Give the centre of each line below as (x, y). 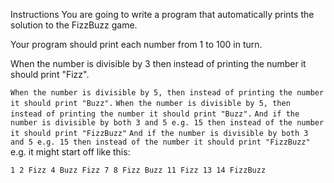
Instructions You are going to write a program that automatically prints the (162, 14)
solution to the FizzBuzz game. (74, 25)
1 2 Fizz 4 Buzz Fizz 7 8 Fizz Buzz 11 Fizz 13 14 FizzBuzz (138, 170)
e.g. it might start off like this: (70, 152)
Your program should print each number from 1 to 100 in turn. (136, 44)
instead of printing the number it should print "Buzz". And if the (155, 114)
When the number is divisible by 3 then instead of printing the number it (158, 63)
